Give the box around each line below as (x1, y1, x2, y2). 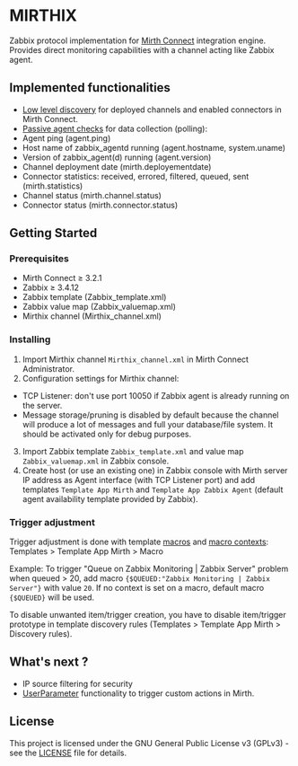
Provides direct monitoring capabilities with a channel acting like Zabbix (9, 44, 275, 55)
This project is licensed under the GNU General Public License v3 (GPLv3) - (9, 737, 290, 748)
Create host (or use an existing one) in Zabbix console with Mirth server (22, 464, 288, 476)
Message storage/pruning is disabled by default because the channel (22, 409, 279, 420)
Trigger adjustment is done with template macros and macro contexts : (9, 536, 269, 548)
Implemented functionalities (9, 80, 171, 95)
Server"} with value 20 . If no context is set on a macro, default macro (9, 583, 265, 594)
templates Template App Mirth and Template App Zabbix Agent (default (22, 484, 284, 495)
